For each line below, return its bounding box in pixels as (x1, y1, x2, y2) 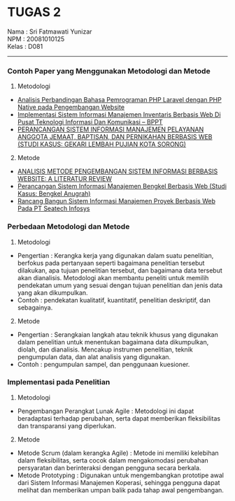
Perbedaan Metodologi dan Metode (7, 222, 130, 231)
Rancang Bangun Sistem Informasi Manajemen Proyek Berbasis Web (17, 197, 215, 205)
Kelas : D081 (7, 42, 43, 50)
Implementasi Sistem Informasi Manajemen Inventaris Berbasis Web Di (17, 110, 222, 119)
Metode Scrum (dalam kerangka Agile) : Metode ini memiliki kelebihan (17, 449, 219, 457)
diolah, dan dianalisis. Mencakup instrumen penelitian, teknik (17, 345, 194, 354)
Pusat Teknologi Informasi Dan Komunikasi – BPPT (17, 118, 163, 126)
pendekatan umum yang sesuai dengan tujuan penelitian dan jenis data (17, 281, 223, 289)
